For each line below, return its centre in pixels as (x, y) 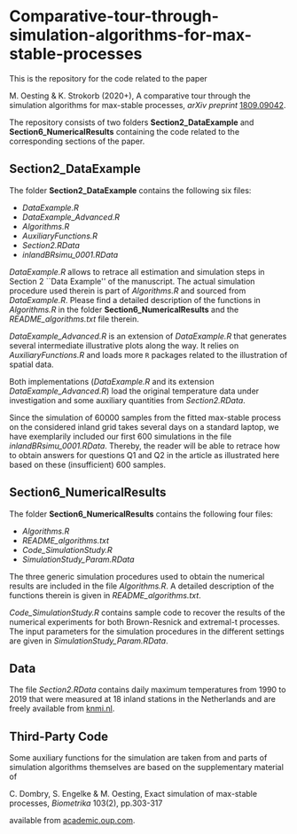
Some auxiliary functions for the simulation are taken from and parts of (138, 758)
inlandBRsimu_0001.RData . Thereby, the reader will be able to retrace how (145, 446)
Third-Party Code (59, 736)
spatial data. (32, 364)
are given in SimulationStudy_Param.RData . (89, 641)
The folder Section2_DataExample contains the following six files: (130, 190)
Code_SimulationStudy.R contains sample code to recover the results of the (147, 612)
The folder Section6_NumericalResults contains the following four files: (141, 514)
